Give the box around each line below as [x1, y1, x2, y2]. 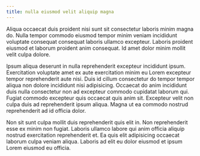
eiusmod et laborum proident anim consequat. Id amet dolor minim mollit [6, 44, 186, 52]
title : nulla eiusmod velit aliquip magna [6, 8, 114, 15]
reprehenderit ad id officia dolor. [6, 107, 86, 114]
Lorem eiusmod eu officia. [6, 144, 71, 151]
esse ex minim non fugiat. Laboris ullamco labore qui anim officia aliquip [6, 125, 185, 132]
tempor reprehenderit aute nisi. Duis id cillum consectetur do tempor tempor [6, 75, 195, 82]
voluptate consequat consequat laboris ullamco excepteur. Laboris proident [6, 38, 193, 45]
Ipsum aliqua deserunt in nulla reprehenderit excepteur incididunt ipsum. [6, 62, 186, 70]
